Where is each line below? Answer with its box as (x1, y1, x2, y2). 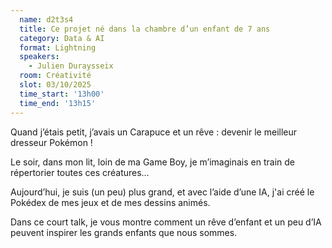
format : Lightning (19, 42, 97, 53)
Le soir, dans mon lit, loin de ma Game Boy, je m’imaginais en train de (10, 156, 295, 168)
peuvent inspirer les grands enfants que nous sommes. (10, 226, 238, 238)
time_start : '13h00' (19, 89, 105, 99)
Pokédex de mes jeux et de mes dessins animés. (10, 196, 211, 208)
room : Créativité (19, 71, 92, 81)
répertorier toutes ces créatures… (10, 166, 150, 178)
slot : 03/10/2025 (19, 80, 92, 90)
